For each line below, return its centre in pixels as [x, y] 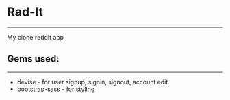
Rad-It [25, 12]
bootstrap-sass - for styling [56, 89]
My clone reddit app [35, 37]
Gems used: [33, 59]
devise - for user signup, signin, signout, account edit [92, 82]
